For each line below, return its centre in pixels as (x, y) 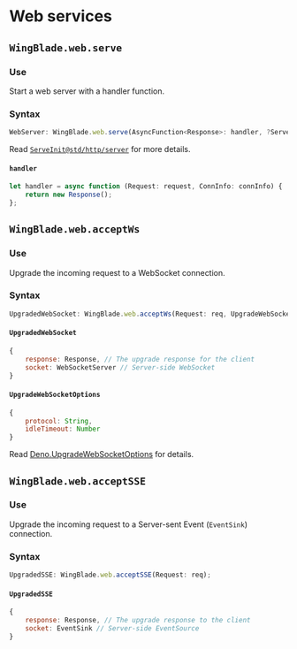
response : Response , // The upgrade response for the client (140, 359)
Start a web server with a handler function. (87, 91)
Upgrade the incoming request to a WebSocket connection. (117, 272)
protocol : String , (59, 421)
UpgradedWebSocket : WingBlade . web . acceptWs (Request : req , (118, 314)
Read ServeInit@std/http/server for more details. (100, 149)
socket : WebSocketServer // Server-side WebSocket (120, 367)
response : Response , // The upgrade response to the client (138, 621)
